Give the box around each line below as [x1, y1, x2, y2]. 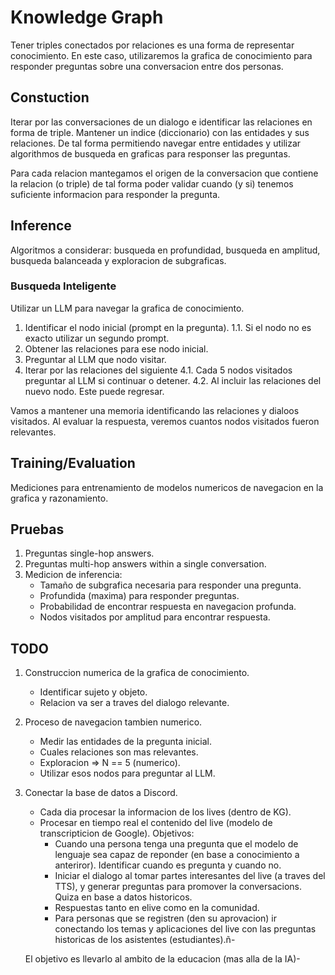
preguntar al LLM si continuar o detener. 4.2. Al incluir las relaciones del [24, 374, 322, 386]
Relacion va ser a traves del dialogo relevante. [39, 697, 230, 709]
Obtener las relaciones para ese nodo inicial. [24, 342, 209, 355]
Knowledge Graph [10, 6, 164, 29]
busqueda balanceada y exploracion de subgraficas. [10, 254, 227, 266]
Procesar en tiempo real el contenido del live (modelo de [39, 817, 273, 829]
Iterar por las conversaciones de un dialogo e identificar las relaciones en [10, 116, 313, 128]
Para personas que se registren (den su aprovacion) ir [54, 912, 278, 925]
